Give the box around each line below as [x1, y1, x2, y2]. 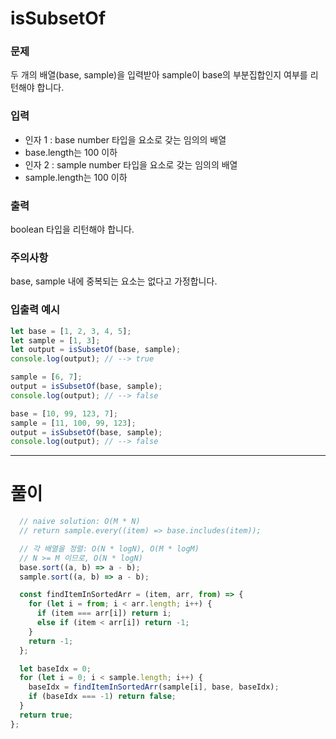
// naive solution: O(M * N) [19, 517, 141, 527]
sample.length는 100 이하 [24, 171, 128, 183]
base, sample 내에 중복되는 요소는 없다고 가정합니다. [10, 275, 218, 287]
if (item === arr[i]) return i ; [36, 608, 172, 619]
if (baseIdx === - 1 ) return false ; [28, 692, 177, 702]
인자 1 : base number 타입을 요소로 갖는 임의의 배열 [24, 133, 227, 146]
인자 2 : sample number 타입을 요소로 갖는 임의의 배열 [24, 158, 238, 171]
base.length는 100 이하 [24, 146, 118, 158]
